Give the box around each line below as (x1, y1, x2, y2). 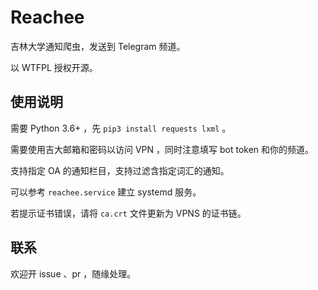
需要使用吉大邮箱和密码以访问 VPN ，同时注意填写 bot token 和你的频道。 (10, 143, 315, 155)
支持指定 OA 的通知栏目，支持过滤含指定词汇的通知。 (10, 164, 230, 176)
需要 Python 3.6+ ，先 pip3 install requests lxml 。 (10, 122, 232, 134)
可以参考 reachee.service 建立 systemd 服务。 (10, 186, 202, 198)
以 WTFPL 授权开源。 (10, 61, 98, 73)
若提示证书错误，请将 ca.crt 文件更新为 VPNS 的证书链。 (10, 207, 247, 219)
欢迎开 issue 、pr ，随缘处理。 (10, 267, 137, 280)
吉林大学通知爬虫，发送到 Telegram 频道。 (10, 40, 186, 52)
